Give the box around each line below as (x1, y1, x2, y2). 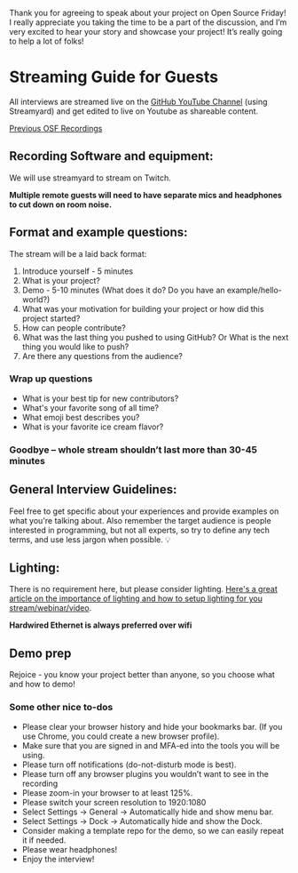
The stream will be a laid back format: (9, 248, 147, 259)
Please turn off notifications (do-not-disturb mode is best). (21, 759, 237, 770)
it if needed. (21, 835, 67, 845)
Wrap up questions (9, 372, 93, 385)
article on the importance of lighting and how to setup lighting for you (9, 593, 263, 604)
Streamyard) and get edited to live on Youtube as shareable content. (9, 106, 259, 116)
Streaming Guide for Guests (9, 67, 219, 87)
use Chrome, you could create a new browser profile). (21, 731, 220, 741)
